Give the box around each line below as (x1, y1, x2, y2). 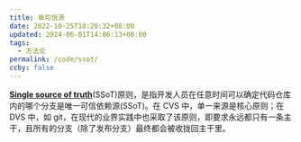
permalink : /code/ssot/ (9, 55, 99, 64)
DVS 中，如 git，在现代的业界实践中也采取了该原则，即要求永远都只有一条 (9, 111, 284, 122)
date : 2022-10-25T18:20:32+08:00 (9, 22, 135, 31)
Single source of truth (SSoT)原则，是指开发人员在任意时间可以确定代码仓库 (9, 89, 291, 100)
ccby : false (9, 64, 54, 73)
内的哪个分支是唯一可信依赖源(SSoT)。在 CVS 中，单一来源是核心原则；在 (9, 100, 285, 111)
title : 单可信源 (9, 13, 65, 22)
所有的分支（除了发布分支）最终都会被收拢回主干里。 (32, 122, 231, 133)
